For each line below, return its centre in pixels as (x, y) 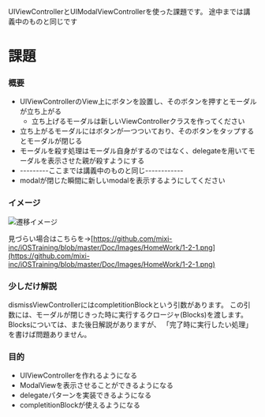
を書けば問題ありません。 (50, 335)
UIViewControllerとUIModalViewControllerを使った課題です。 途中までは (126, 11)
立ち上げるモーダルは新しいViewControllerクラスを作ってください (138, 122)
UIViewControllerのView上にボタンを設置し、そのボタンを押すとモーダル (138, 102)
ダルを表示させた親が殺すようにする (85, 161)
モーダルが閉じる (54, 141)
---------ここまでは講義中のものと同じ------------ (101, 171)
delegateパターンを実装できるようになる (86, 395)
